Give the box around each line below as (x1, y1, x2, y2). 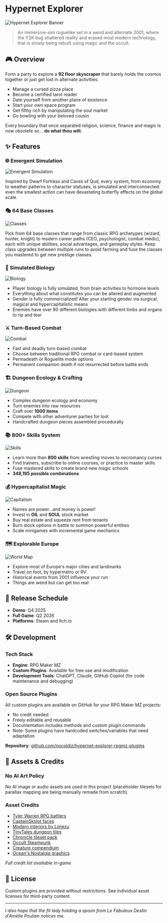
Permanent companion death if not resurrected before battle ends (12, 362, 148, 368)
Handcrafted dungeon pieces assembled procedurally (12, 418, 124, 424)
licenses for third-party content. (5, 893, 71, 899)
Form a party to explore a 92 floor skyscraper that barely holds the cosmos (5, 71, 161, 77)
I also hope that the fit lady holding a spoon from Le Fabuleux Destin (5, 907, 147, 913)
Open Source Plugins (5, 690, 57, 697)
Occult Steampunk (12, 840, 51, 846)
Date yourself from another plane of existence (12, 96, 107, 103)
